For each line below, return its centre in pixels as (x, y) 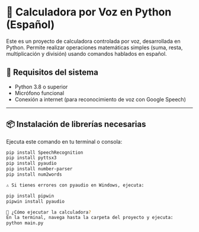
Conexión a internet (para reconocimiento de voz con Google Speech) (100, 99)
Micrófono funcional (39, 93)
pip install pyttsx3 (32, 158)
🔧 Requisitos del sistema (52, 73)
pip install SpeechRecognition (45, 152)
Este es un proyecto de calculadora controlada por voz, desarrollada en (93, 41)
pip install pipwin (30, 196)
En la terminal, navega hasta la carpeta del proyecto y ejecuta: (90, 218)
